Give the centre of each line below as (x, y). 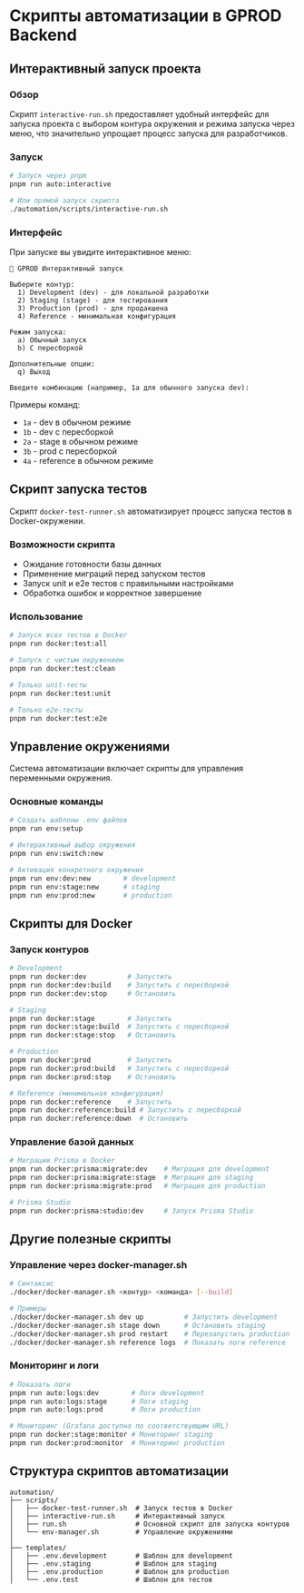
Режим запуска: (38, 332)
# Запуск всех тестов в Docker (69, 635)
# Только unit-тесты (49, 685)
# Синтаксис (32, 1284)
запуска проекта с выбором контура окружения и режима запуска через (152, 123)
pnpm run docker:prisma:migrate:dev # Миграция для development (140, 1169)
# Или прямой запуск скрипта (64, 201)
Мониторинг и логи (54, 1365)
